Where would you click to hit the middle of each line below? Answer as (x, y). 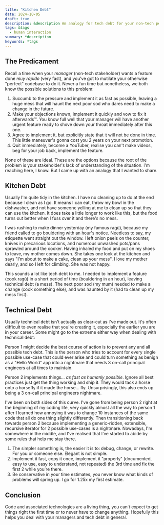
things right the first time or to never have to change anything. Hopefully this (82, 512)
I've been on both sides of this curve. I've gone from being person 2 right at (81, 402)
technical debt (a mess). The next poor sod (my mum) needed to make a (78, 284)
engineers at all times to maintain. (39, 368)
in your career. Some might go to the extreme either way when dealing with (81, 332)
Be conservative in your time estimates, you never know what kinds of (82, 475)
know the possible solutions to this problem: (49, 89)
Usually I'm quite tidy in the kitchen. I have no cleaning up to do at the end (80, 198)
